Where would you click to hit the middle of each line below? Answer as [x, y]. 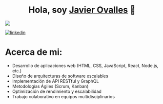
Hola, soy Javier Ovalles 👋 [82, 10]
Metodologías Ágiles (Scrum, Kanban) [50, 86]
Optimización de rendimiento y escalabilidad [57, 91]
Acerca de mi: [34, 52]
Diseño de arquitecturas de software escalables [60, 76]
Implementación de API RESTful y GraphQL [55, 81]
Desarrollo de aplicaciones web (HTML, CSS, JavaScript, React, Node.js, [85, 66]
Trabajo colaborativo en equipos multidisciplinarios [63, 96]
